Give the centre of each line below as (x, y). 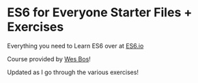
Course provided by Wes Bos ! (49, 59)
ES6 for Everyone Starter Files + (100, 13)
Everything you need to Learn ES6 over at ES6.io (75, 46)
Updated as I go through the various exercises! (73, 72)
